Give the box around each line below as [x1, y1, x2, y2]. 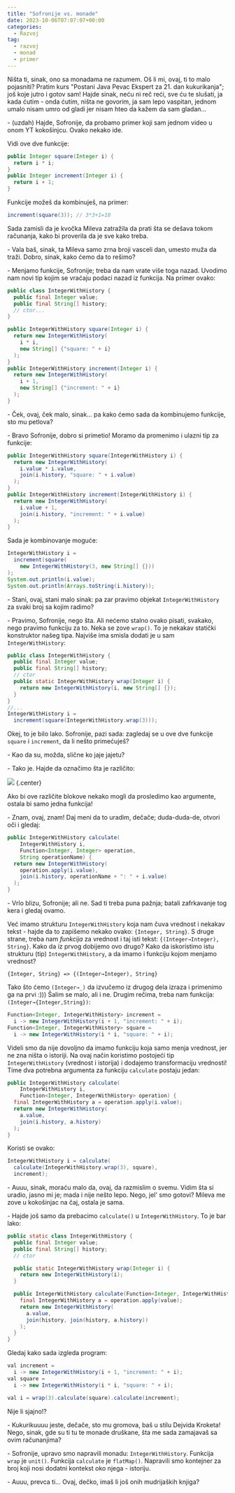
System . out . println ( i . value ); [7, 575, 96, 583]
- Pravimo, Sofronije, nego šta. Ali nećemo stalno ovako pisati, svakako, [7, 616, 214, 624]
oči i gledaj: [7, 820, 41, 829]
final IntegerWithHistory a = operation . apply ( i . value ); [13, 1099, 183, 1106]
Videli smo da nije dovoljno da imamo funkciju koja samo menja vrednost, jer [7, 1044, 227, 1052]
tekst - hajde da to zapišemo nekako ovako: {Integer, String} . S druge [7, 927, 215, 935]
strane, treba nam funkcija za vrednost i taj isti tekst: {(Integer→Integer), [7, 935, 220, 943]
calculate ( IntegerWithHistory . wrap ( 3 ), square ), [13, 1164, 158, 1171]
